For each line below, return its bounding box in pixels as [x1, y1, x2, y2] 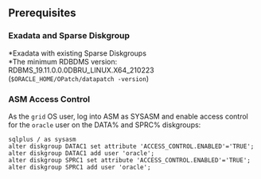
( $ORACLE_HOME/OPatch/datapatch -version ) [8, 73, 150, 83]
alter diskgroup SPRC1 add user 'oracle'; [8, 163, 151, 171]
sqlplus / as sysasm [8, 135, 77, 143]
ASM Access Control [8, 93, 90, 104]
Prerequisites [8, 6, 76, 20]
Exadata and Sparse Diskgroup [8, 30, 130, 41]
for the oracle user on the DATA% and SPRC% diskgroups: [8, 119, 201, 130]
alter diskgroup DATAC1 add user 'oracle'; [8, 149, 155, 158]
